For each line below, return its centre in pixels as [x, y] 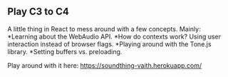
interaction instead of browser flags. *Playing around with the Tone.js [109, 44]
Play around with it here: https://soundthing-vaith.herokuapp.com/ [105, 65]
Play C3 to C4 [38, 12]
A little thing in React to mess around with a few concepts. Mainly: [104, 29]
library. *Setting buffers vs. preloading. [65, 51]
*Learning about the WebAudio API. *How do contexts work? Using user [114, 36]
